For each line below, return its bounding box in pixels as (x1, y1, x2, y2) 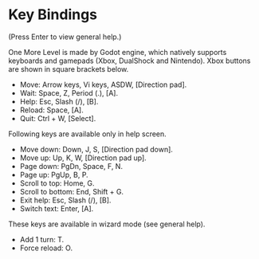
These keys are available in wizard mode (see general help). (8, 219, 206, 229)
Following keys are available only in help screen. (8, 129, 167, 139)
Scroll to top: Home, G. (19, 178, 95, 188)
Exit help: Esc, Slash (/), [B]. (19, 195, 112, 205)
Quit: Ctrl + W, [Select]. (19, 113, 96, 123)
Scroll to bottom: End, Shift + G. (19, 186, 124, 196)
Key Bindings (8, 6, 98, 24)
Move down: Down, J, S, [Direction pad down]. (19, 144, 174, 154)
